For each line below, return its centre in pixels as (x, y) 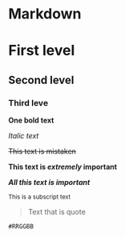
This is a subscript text (39, 197)
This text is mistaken (42, 151)
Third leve (28, 102)
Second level (41, 80)
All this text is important (49, 183)
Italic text (24, 136)
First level (42, 51)
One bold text (31, 120)
